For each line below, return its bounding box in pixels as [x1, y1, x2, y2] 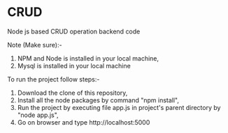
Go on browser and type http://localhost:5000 [17, 118, 150, 126]
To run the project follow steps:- [7, 75, 100, 84]
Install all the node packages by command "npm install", [17, 95, 180, 104]
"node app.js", [17, 111, 59, 119]
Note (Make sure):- [7, 40, 62, 49]
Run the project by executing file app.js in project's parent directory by [17, 103, 221, 111]
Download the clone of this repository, [17, 88, 128, 97]
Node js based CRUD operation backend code [7, 27, 141, 36]
